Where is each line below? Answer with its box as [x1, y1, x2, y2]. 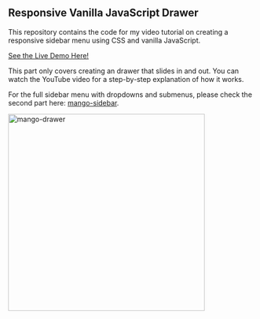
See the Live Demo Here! [8, 50, 89, 60]
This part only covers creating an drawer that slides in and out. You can [8, 66, 240, 76]
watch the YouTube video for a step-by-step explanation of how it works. [8, 74, 244, 83]
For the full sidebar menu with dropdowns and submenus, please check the [8, 90, 253, 99]
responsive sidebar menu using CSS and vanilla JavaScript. [8, 35, 201, 45]
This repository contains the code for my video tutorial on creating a [8, 27, 229, 36]
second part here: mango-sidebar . [8, 98, 119, 107]
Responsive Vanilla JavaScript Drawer [8, 6, 199, 20]
